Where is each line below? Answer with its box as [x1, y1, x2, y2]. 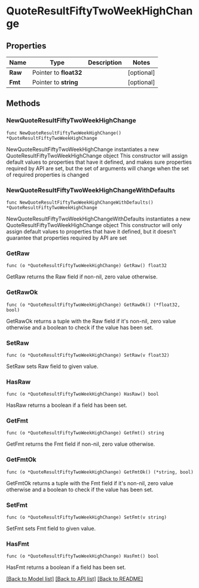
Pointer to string [32, 78, 79, 86]
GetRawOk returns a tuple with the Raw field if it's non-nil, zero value [6, 317, 176, 324]
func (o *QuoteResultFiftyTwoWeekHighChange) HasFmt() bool [6, 553, 160, 559]
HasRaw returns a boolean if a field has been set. [6, 402, 127, 409]
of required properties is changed [6, 171, 89, 178]
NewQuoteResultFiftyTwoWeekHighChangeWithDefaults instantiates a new [6, 215, 191, 222]
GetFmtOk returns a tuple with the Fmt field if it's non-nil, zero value [6, 479, 173, 486]
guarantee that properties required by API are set [6, 234, 127, 241]
